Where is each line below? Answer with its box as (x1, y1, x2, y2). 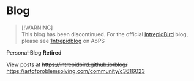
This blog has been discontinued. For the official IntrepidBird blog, (21, 30, 188, 37)
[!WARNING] (21, 24, 53, 31)
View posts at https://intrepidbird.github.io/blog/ (6, 61, 128, 68)
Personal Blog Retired (6, 48, 62, 56)
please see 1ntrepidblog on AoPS (21, 37, 105, 44)
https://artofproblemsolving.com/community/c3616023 (6, 67, 145, 74)
